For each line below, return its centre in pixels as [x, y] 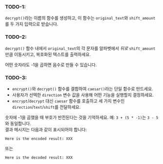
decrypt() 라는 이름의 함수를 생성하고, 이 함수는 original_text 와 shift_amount [80, 18]
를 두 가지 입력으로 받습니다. [32, 24]
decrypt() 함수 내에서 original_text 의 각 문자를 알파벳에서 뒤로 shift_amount [80, 48]
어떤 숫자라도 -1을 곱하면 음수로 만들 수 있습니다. [51, 65]
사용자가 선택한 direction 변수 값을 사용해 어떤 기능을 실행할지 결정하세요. [83, 95]
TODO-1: [15, 7]
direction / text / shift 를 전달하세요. [46, 107]
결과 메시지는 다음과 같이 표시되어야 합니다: [46, 129]
